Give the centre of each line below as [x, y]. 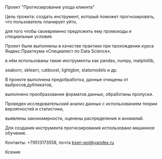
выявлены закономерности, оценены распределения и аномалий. [74, 118]
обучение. [16, 133]
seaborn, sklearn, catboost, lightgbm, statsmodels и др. [61, 70]
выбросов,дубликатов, [29, 85]
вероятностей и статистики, [35, 109]
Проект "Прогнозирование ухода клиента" [50, 7]
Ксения [13, 152]
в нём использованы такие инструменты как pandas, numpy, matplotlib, [80, 60]
